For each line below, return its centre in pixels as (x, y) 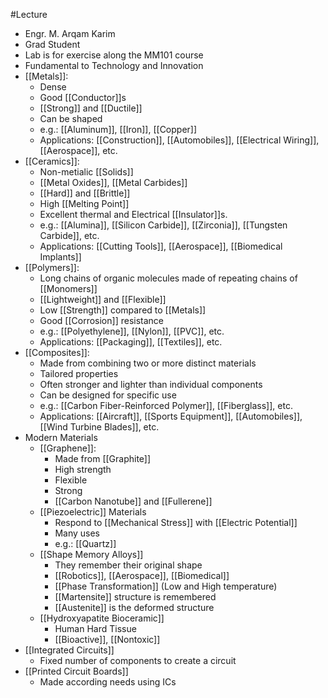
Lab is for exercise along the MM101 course (114, 55)
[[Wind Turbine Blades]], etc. (99, 427)
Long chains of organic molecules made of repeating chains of (168, 278)
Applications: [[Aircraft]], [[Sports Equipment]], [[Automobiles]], (171, 416)
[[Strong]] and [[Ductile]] (91, 108)
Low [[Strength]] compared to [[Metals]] (123, 310)
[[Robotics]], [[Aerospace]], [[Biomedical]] (142, 575)
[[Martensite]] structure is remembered (135, 597)
